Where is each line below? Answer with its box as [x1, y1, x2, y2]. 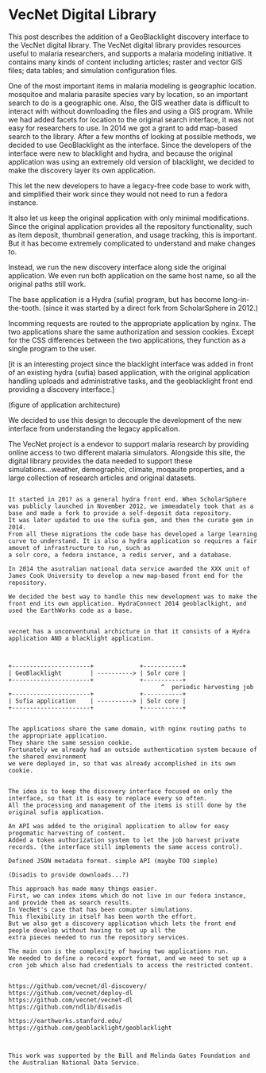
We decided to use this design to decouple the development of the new [8, 415, 242, 424]
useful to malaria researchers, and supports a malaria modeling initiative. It [8, 48, 253, 58]
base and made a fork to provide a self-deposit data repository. [8, 509, 233, 517]
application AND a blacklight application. [8, 634, 155, 642]
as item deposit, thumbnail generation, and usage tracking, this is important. [8, 230, 257, 239]
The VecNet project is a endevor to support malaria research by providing [8, 439, 249, 448]
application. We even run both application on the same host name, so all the [8, 270, 256, 280]
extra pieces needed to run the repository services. [8, 933, 191, 941]
